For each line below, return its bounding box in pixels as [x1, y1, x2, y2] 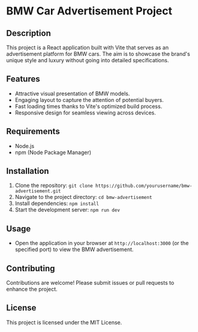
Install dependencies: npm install [14, 200, 99, 207]
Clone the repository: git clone [14, 182, 93, 189]
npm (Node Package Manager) [14, 149, 92, 156]
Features [6, 74, 40, 84]
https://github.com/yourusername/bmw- [95, 183, 193, 189]
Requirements [6, 126, 60, 137]
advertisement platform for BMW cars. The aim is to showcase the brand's [6, 50, 190, 58]
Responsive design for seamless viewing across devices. [14, 109, 156, 116]
